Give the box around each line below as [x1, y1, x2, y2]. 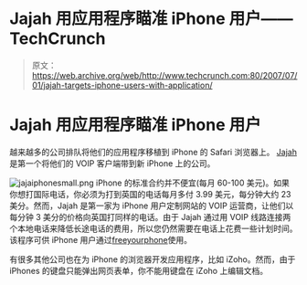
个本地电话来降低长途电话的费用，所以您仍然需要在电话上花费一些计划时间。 [9, 223, 298, 234]
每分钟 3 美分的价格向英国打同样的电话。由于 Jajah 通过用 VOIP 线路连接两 [9, 211, 291, 222]
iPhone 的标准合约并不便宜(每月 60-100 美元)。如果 [95, 177, 291, 188]
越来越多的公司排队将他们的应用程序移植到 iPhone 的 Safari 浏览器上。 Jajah [9, 146, 297, 157]
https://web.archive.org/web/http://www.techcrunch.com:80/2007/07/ [31, 69, 298, 80]
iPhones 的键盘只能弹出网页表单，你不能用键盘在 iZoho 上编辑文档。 [9, 265, 268, 276]
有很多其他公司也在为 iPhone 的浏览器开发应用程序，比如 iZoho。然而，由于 [9, 253, 296, 265]
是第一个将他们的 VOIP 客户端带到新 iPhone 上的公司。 [9, 157, 216, 169]
